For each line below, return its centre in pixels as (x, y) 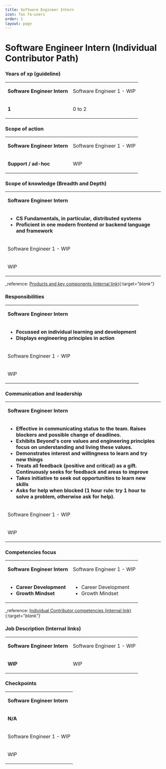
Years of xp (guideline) (33, 74)
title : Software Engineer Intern (40, 10)
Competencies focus (31, 552)
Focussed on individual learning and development (76, 332)
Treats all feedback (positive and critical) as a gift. (77, 465)
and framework (34, 231)
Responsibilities (25, 297)
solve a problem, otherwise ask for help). (65, 497)
